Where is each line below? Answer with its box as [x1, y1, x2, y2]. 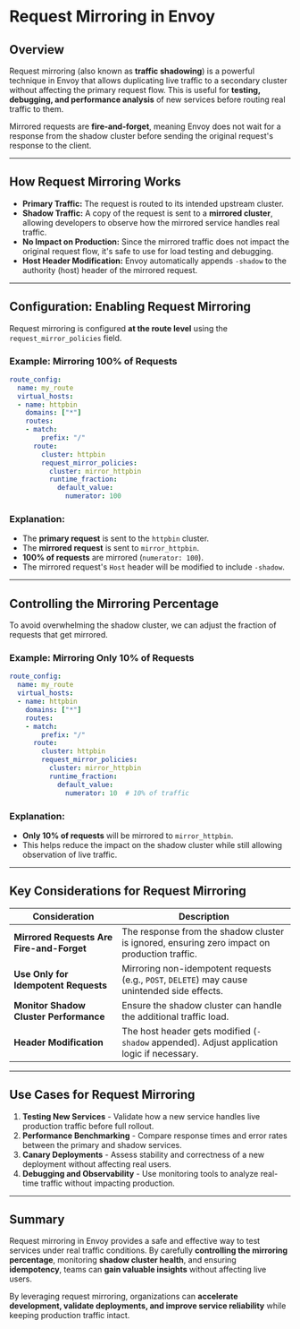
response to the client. [9, 141, 92, 150]
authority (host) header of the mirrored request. [21, 264, 198, 275]
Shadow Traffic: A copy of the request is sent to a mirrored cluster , [21, 208, 273, 219]
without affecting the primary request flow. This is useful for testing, [9, 85, 261, 95]
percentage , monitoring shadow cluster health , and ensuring [9, 1255, 237, 1265]
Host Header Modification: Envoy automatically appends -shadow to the [21, 255, 287, 266]
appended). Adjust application [151, 1036, 279, 1049]
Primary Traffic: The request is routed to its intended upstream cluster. [21, 198, 284, 209]
